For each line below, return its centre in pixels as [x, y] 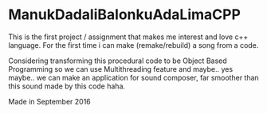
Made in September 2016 [50, 101]
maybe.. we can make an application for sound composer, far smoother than [133, 77]
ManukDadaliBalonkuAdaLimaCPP [125, 15]
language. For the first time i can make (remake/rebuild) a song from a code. [133, 45]
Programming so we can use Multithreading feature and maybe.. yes [121, 69]
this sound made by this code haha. [67, 86]
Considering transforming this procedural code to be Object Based [118, 61]
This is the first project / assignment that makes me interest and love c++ [128, 37]
